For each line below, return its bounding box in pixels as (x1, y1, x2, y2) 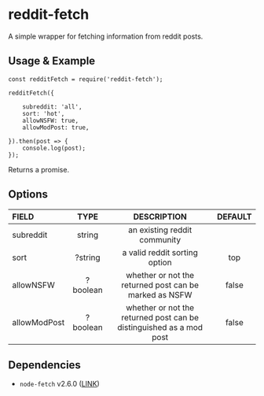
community (139, 234, 181, 245)
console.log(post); (22, 144, 86, 152)
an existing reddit (128, 224, 192, 235)
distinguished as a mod (117, 321, 203, 332)
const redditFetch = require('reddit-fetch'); (8, 75, 163, 83)
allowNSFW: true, (22, 117, 79, 124)
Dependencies (8, 358, 81, 372)
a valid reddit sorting (122, 246, 198, 257)
